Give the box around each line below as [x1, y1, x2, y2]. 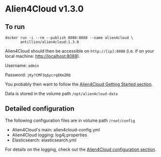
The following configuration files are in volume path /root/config [5, 117, 135, 123]
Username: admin [5, 63, 39, 68]
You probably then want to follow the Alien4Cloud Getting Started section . [5, 81, 153, 87]
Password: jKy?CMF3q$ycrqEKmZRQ [5, 72, 71, 78]
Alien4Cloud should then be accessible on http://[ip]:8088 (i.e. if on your [5, 48, 154, 54]
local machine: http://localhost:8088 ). [5, 53, 80, 59]
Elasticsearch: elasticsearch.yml [12, 137, 77, 143]
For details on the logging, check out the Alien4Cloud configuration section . [5, 146, 157, 152]
